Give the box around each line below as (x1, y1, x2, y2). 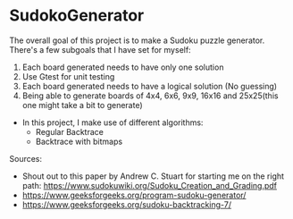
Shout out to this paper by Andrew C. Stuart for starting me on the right (21, 171, 284, 181)
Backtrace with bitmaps (35, 136, 123, 147)
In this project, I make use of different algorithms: (21, 117, 204, 128)
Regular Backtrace (35, 126, 105, 137)
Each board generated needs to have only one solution (21, 62, 224, 72)
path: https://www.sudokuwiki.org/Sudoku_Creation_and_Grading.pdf (21, 180, 278, 190)
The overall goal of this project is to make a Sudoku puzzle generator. (9, 35, 265, 46)
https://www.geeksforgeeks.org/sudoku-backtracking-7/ (21, 198, 232, 210)
